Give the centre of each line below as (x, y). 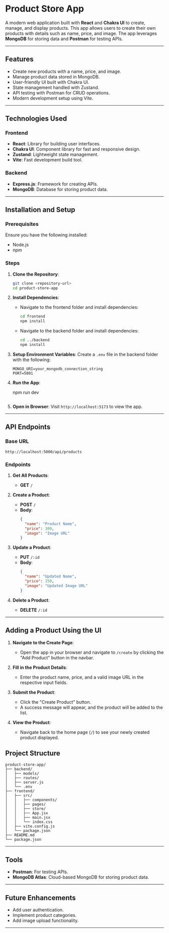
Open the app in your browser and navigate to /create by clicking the (92, 652)
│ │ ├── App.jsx (27, 813)
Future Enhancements (41, 898)
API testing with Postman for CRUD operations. (61, 93)
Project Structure (33, 753)
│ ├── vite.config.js (30, 826)
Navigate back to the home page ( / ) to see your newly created (85, 732)
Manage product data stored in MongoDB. (56, 76)
